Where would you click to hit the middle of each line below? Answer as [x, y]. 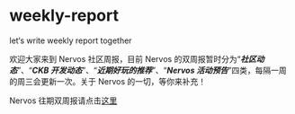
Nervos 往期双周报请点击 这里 [63, 101]
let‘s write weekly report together [71, 40]
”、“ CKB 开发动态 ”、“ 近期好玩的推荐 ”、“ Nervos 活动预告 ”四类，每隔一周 [152, 70]
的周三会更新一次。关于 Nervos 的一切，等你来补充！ [108, 81]
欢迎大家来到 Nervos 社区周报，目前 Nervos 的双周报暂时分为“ [125, 58]
